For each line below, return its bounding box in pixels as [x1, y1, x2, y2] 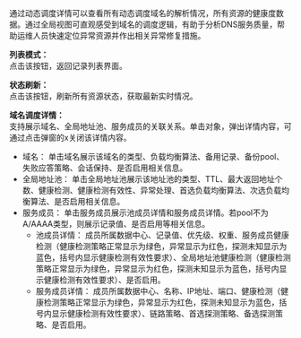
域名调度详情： [9, 110, 64, 120]
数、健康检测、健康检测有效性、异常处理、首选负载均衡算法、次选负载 [21, 185, 282, 195]
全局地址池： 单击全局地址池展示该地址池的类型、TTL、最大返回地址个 [21, 174, 283, 184]
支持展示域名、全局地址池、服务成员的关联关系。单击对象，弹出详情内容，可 [9, 121, 292, 132]
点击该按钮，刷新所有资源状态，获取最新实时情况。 [9, 91, 198, 101]
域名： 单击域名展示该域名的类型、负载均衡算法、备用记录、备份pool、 [21, 152, 285, 161]
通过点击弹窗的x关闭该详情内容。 [9, 133, 132, 143]
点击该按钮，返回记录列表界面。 [9, 61, 127, 71]
